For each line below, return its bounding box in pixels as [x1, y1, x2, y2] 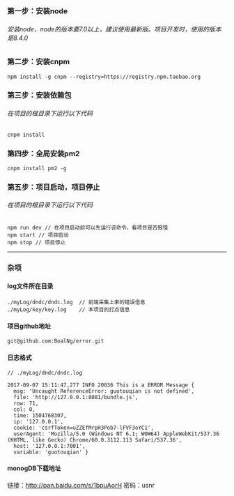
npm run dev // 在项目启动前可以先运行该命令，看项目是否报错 [7, 225, 169, 232]
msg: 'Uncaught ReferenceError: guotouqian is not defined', [13, 387, 195, 395]
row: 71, [13, 400, 39, 407]
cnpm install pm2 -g [7, 165, 68, 172]
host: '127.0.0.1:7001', [13, 442, 86, 449]
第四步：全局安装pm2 [7, 149, 80, 158]
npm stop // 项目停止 [7, 239, 66, 246]
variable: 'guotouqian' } [13, 449, 89, 456]
